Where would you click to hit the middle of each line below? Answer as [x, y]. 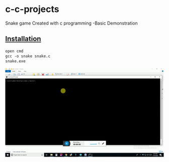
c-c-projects [32, 9]
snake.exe [16, 61]
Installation [23, 39]
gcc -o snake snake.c [28, 56]
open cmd [14, 51]
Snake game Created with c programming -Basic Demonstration [72, 23]
